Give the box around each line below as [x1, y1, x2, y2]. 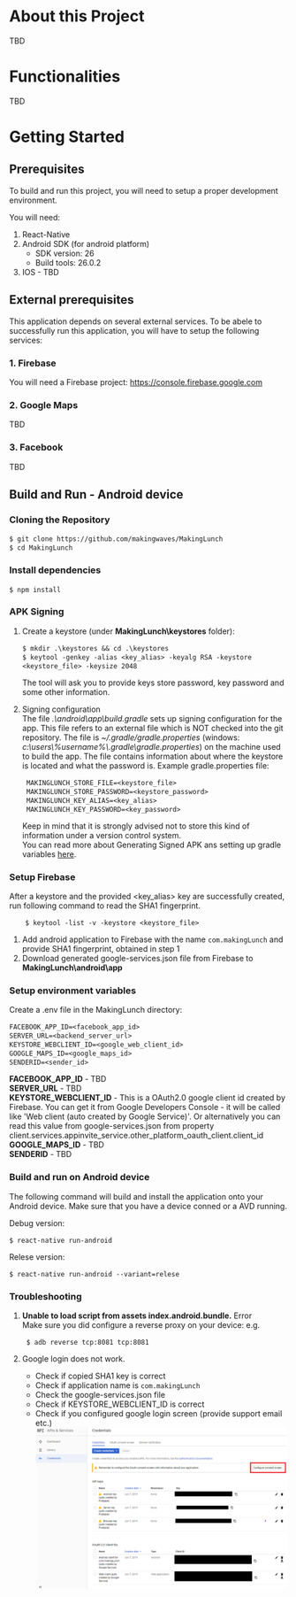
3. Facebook [9, 441, 64, 453]
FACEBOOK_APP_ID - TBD [9, 1074, 107, 1084]
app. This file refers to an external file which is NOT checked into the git [21, 722, 285, 733]
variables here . [21, 848, 77, 860]
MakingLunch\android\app [21, 962, 123, 973]
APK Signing [9, 606, 65, 618]
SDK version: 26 [34, 248, 95, 258]
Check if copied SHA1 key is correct [34, 1370, 166, 1382]
